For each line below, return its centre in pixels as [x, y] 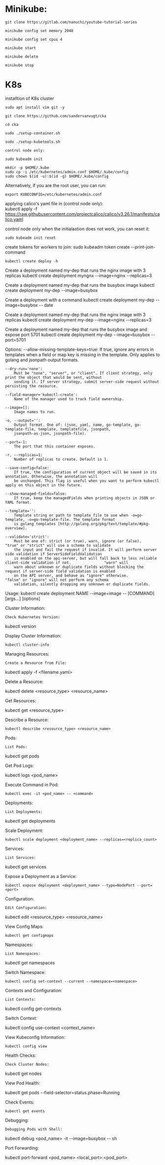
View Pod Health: [23, 1083]
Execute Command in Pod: [32, 785]
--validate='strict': [27, 537]
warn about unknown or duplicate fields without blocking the [79, 567]
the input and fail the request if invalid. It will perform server [85, 550]
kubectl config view [26, 1046]
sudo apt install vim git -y [35, 107]
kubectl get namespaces [30, 963]
